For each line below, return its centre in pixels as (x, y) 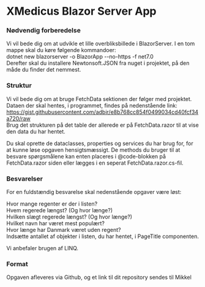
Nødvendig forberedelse (43, 31)
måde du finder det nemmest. (44, 70)
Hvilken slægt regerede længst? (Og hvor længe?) (69, 217)
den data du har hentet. (36, 131)
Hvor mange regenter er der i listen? (52, 204)
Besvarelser (24, 179)
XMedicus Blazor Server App (81, 11)
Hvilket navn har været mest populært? (56, 223)
